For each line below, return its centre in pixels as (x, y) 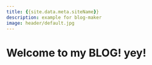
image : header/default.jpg (40, 23)
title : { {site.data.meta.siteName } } (53, 12)
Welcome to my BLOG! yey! (76, 53)
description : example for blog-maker (54, 17)
